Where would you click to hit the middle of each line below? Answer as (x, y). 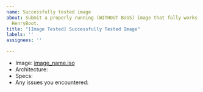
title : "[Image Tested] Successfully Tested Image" (73, 29)
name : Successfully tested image (49, 12)
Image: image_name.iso (45, 63)
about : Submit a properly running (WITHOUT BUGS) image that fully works (102, 18)
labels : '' (20, 35)
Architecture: (31, 69)
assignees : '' (24, 40)
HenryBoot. (26, 23)
